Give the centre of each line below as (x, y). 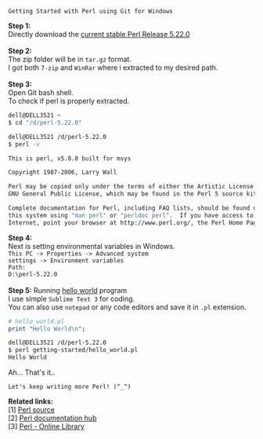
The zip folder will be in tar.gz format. (70, 59)
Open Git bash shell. (41, 93)
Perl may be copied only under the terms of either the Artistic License (131, 187)
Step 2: (20, 51)
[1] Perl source (31, 410)
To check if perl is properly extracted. (69, 101)
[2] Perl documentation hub (52, 418)
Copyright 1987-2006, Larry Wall (63, 173)
